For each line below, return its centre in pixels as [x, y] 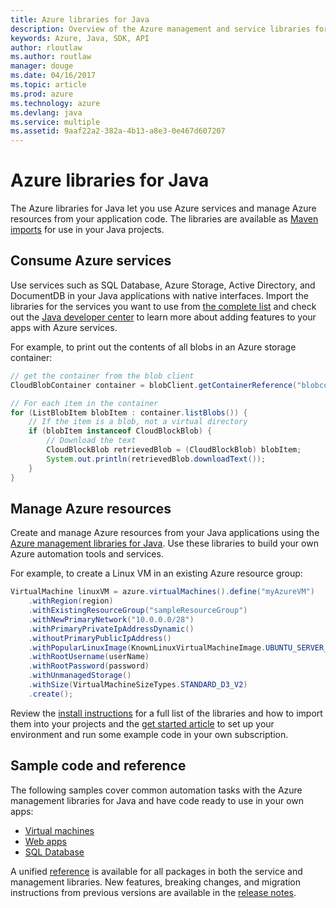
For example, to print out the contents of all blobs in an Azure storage [153, 347]
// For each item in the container [84, 403]
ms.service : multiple [55, 122]
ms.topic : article [48, 85]
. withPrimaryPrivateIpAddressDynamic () [111, 629]
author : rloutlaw [46, 47]
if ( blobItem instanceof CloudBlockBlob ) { [120, 431]
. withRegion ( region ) [71, 601]
